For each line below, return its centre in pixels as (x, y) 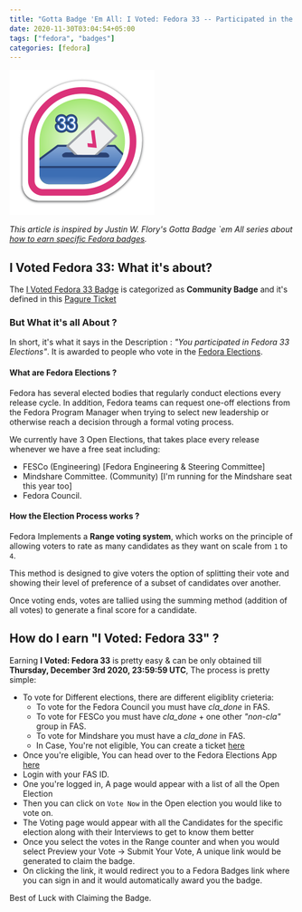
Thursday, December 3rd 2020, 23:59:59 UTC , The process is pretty (140, 670)
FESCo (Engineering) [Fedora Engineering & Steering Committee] (144, 466)
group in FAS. (61, 726)
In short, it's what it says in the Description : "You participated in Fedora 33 (150, 342)
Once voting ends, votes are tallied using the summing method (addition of (148, 600)
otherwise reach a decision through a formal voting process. (122, 422)
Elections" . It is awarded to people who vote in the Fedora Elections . (137, 352)
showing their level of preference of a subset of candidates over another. (146, 582)
